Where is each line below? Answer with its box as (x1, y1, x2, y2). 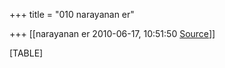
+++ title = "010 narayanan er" (9, 9, 135, 20)
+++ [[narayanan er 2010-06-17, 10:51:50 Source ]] (9, 28, 216, 39)
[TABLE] (9, 47, 44, 59)
